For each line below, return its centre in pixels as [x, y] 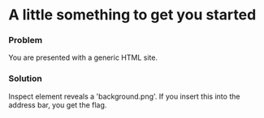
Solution [26, 78]
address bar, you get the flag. [58, 105]
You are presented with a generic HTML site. [83, 57]
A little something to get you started [132, 15]
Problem [26, 40]
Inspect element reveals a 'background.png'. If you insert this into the [124, 96]
